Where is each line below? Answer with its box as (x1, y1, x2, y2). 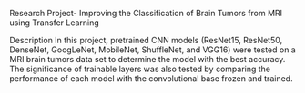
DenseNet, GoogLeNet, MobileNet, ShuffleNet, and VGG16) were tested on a (9, 44, 296, 55)
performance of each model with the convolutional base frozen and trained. (9, 73, 293, 84)
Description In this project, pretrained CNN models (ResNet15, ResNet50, (9, 35, 283, 45)
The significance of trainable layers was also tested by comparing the (9, 63, 271, 74)
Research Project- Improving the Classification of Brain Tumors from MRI (9, 8, 283, 18)
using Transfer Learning (9, 17, 100, 28)
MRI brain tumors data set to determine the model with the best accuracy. (9, 54, 286, 64)
